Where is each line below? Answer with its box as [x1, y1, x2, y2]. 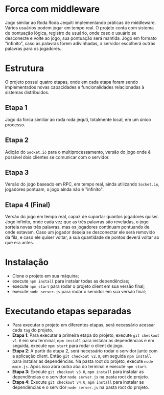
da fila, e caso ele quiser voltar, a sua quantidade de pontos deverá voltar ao [5, 234, 160, 240]
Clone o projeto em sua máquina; [12, 273, 79, 279]
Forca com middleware [5, 3, 100, 15]
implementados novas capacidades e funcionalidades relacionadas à [5, 84, 144, 90]
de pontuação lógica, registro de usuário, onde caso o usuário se [5, 30, 137, 36]
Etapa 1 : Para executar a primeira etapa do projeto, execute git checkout [12, 332, 160, 338]
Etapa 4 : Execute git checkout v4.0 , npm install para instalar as [12, 379, 144, 385]
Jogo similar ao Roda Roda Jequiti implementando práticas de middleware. [5, 20, 156, 25]
